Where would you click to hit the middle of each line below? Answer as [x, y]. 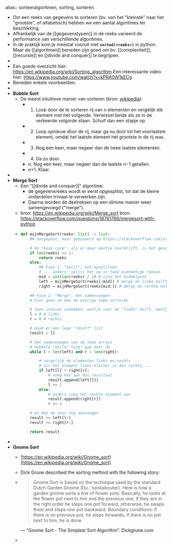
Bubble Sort [26, 93]
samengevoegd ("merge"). [56, 207]
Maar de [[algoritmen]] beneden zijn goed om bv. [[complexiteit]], [82, 50]
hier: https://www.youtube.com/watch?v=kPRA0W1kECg [72, 77]
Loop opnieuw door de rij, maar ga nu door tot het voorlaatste [101, 132]
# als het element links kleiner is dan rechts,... [95, 366]
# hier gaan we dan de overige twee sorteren [79, 300]
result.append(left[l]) [73, 380]
